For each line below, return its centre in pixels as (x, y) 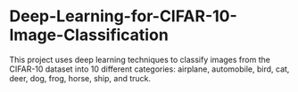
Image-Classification (89, 35)
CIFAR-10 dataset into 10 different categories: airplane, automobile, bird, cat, (149, 69)
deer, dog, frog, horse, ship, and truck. (80, 78)
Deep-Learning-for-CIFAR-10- (124, 16)
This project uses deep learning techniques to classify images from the (140, 59)
